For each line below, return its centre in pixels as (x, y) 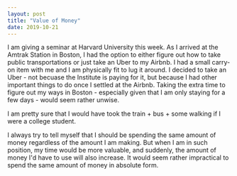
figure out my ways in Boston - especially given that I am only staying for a (116, 92)
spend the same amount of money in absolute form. (83, 165)
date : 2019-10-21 (33, 27)
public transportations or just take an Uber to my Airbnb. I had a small (109, 62)
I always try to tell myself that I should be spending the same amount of (112, 135)
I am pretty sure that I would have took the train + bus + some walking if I (114, 114)
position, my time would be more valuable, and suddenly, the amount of (112, 150)
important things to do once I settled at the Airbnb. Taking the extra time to (116, 85)
